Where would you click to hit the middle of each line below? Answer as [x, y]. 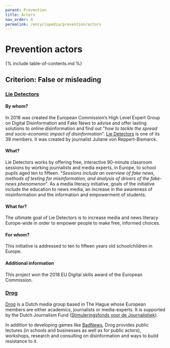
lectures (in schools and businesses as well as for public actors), [73, 330]
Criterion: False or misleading [53, 79]
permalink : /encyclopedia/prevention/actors [53, 24]
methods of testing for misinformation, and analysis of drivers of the [77, 178]
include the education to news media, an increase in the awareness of [79, 189]
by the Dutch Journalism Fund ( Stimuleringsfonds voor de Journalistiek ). [82, 315]
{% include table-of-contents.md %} [44, 64]
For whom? [17, 234]
